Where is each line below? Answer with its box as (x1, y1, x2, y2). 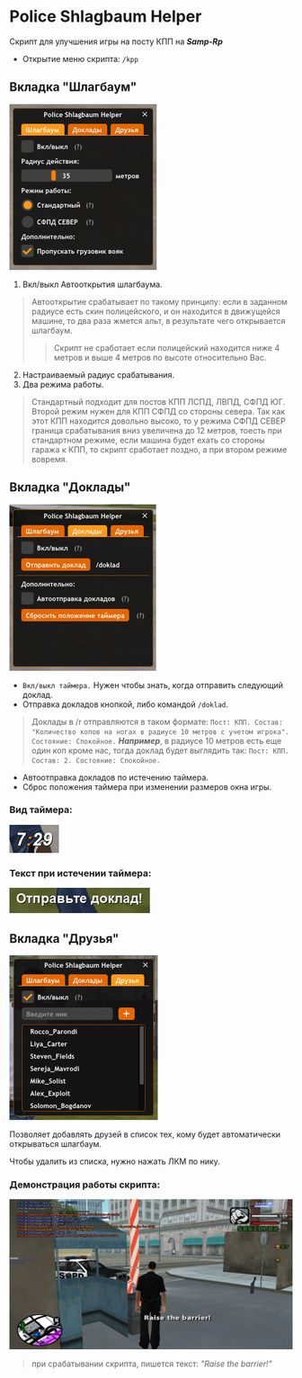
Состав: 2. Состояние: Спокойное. (31, 756, 161, 765)
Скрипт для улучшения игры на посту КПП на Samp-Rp (9, 36, 223, 47)
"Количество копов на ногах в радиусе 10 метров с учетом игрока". (31, 727, 289, 737)
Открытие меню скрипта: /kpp (22, 53, 139, 64)
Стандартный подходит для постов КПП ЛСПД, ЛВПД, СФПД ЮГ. (31, 396, 286, 407)
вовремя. (31, 453, 68, 464)
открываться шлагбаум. (9, 1138, 102, 1149)
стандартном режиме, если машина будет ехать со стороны (31, 434, 265, 445)
